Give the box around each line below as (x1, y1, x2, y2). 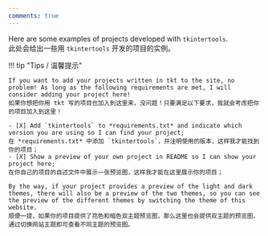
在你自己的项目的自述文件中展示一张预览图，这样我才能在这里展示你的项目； (8, 168, 224, 177)
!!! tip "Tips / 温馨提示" (8, 60, 83, 70)
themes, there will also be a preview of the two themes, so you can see (8, 189, 261, 197)
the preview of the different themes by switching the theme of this (8, 196, 246, 205)
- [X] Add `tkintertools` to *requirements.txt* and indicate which (8, 121, 242, 129)
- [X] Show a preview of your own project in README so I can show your (8, 153, 257, 161)
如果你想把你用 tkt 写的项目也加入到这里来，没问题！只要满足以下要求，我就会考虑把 (8, 99, 254, 107)
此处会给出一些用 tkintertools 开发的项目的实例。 (8, 43, 175, 53)
